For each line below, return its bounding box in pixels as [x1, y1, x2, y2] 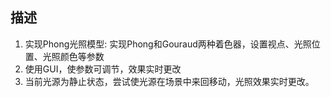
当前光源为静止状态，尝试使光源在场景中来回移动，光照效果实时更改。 [24, 75, 315, 87]
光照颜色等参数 [42, 50, 105, 62]
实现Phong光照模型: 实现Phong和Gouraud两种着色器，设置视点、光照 [24, 38, 312, 50]
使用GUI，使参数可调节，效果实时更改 [24, 63, 182, 75]
